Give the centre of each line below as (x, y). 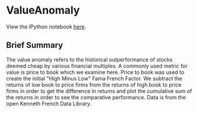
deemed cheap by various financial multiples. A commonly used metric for (97, 66)
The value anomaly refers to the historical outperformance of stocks (90, 59)
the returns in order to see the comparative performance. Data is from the (96, 97)
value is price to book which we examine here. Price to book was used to (95, 72)
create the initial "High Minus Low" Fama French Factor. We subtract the (94, 78)
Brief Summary (35, 45)
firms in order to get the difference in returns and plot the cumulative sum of (99, 91)
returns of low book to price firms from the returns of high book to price (94, 85)
